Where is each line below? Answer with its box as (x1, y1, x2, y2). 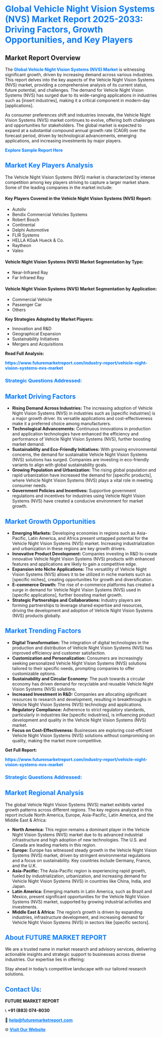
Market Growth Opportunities (5, 517, 96, 525)
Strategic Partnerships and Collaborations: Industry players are (12, 597, 141, 603)
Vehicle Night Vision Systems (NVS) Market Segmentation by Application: (5, 285, 157, 292)
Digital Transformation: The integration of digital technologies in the (12, 639, 149, 645)
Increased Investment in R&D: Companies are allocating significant (12, 691, 147, 697)
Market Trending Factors (5, 627, 81, 635)
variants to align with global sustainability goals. (12, 462, 108, 468)
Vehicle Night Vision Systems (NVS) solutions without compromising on (12, 732, 155, 738)
